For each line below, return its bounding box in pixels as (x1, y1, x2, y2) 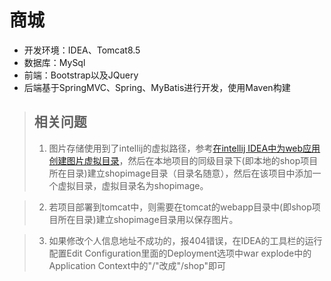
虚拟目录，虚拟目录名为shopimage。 (57, 179, 209, 191)
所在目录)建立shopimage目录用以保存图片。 (57, 213, 239, 225)
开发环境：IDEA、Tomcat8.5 (23, 44, 141, 56)
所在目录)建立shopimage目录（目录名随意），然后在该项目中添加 (48, 167, 313, 179)
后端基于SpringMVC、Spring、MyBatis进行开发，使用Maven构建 (23, 81, 291, 93)
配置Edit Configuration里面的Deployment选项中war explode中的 (48, 247, 312, 259)
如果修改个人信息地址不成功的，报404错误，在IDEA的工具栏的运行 (48, 234, 323, 246)
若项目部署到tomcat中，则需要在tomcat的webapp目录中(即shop (48, 201, 312, 213)
